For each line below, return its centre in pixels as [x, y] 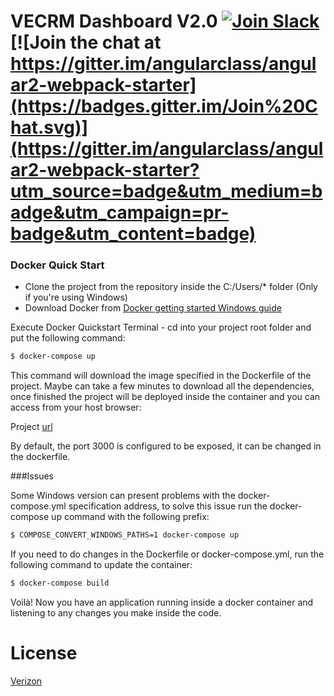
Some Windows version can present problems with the [123, 496]
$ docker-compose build [60, 583]
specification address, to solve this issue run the [168, 506]
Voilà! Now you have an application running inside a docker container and [162, 602]
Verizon [26, 681]
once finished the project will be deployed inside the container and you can [165, 397]
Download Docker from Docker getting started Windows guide [153, 308]
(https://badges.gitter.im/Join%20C [164, 106]
